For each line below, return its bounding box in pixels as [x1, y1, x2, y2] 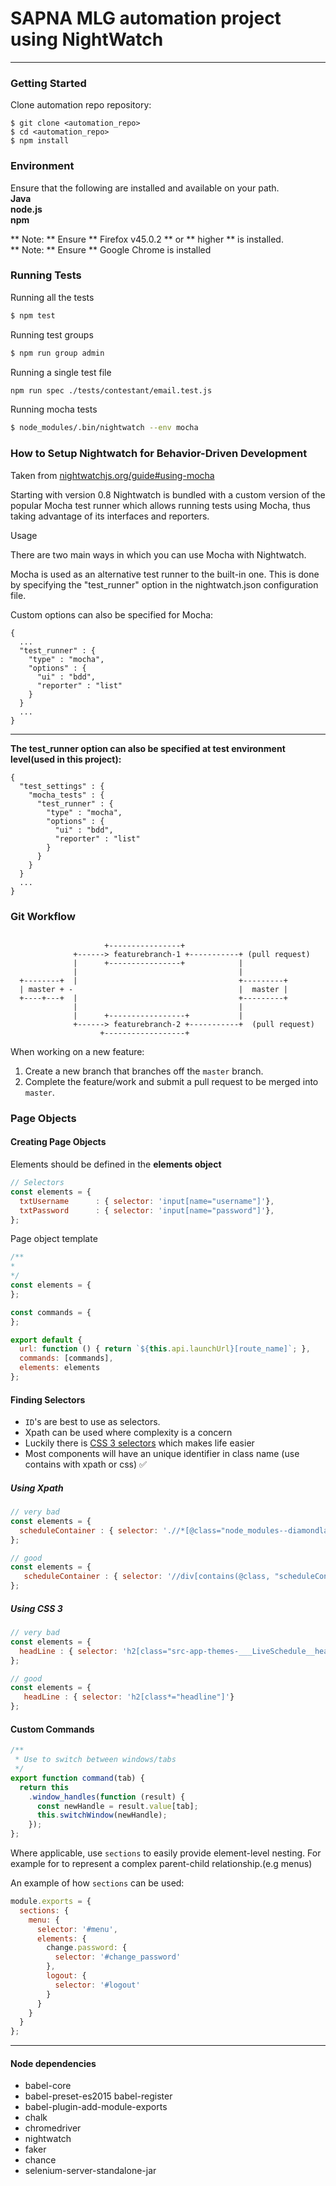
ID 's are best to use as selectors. [24, 1416, 161, 1428]
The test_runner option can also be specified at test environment [10, 742, 286, 754]
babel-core [24, 2080, 72, 2092]
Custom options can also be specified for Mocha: [10, 608, 214, 621]
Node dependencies [10, 2057, 97, 2069]
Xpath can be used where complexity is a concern [24, 1427, 233, 1439]
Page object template [10, 1233, 98, 1245]
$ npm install [10, 136, 70, 146]
